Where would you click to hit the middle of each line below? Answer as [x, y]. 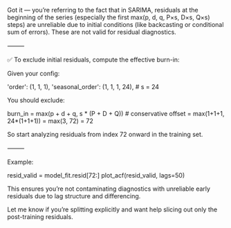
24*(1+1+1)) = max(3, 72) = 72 [50, 121]
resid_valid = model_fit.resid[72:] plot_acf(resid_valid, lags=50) [96, 175]
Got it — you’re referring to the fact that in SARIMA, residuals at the [103, 10]
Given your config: [34, 73]
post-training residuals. [40, 217]
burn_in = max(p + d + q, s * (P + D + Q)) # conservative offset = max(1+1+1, [116, 114]
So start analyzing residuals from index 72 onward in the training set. [105, 134]
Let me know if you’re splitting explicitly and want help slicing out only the [112, 209]
